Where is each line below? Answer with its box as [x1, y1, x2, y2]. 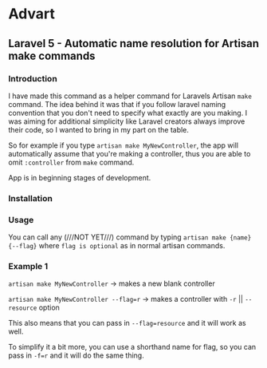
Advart [8, 5, 56, 23]
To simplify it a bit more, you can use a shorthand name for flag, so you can [8, 342, 257, 352]
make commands [8, 49, 96, 62]
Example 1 [8, 261, 49, 272]
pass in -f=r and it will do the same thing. [8, 350, 145, 360]
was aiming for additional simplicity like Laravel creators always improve [8, 117, 245, 126]
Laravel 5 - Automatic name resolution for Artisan [8, 37, 260, 50]
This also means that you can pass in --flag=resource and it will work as [8, 319, 246, 328]
